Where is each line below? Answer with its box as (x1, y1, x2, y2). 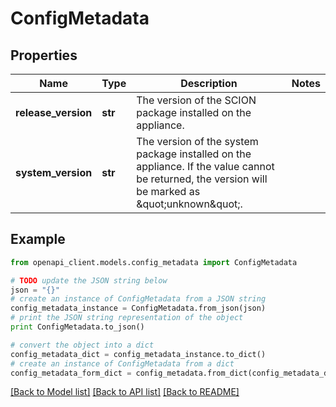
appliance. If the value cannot (136, 160, 275, 173)
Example (10, 231, 66, 248)
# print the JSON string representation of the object (10, 313, 244, 323)
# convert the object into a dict (10, 340, 155, 350)
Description (180, 77, 238, 90)
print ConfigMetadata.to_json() (10, 322, 145, 332)
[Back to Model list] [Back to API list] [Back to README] (10, 386, 240, 398)
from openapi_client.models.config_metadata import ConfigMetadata (10, 257, 298, 267)
